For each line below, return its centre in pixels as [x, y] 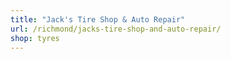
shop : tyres [35, 38]
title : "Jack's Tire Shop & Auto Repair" [98, 19]
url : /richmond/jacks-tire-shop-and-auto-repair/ [116, 29]
